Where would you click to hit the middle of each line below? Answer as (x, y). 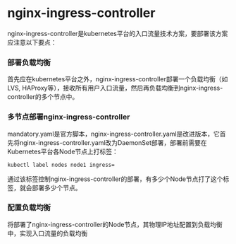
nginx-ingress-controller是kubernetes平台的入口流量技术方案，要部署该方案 (118, 33)
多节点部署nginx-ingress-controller (69, 117)
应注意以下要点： (32, 42)
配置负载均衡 (29, 208)
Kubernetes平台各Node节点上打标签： (63, 151)
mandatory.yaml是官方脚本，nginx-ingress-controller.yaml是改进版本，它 (114, 134)
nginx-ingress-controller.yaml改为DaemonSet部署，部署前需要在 (113, 142)
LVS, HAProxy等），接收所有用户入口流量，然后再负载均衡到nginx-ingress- (115, 88)
